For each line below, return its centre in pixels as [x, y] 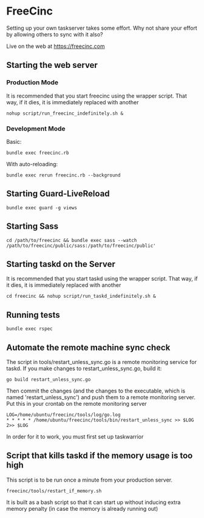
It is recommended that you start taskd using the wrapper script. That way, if [102, 279]
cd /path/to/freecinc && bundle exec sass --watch [72, 240]
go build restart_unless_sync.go [49, 379]
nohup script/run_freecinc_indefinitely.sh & [65, 113]
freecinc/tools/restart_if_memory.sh [54, 491]
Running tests [33, 314]
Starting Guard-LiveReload [58, 194]
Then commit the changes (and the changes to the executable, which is [96, 391]
